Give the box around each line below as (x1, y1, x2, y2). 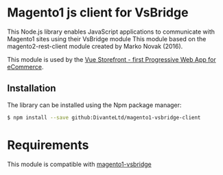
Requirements (7, 137, 89, 152)
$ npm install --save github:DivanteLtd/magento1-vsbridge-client (7, 114, 201, 121)
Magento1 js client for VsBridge (7, 5, 189, 21)
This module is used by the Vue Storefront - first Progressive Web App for (7, 55, 216, 63)
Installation (7, 82, 56, 94)
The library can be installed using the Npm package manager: (7, 101, 182, 109)
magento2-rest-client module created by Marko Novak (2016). (7, 42, 183, 50)
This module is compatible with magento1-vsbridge (7, 160, 152, 168)
